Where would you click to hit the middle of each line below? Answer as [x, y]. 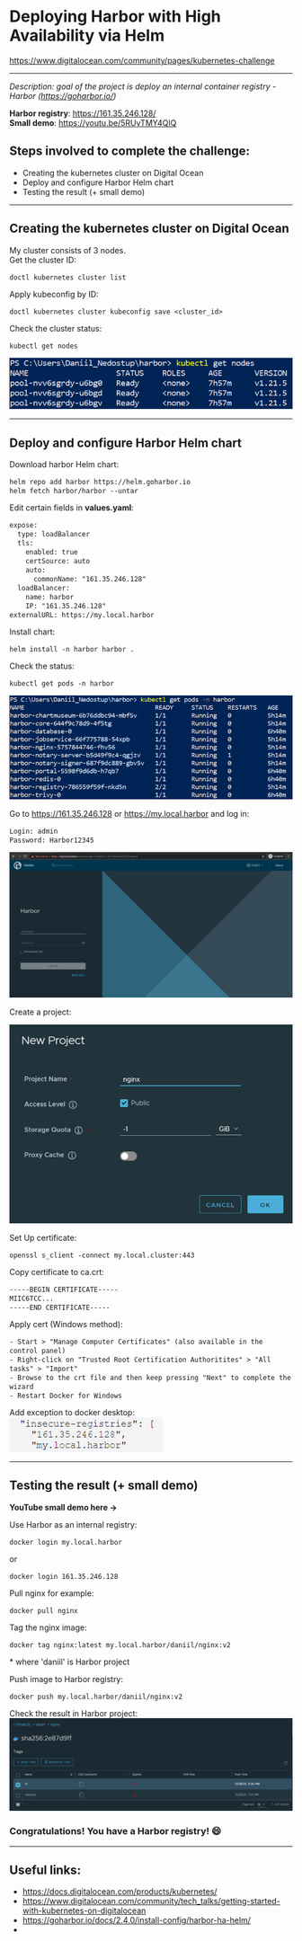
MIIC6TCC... [31, 1299]
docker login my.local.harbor [66, 1542]
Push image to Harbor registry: [67, 1679]
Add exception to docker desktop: [72, 1413]
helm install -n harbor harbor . [72, 650]
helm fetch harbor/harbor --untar [74, 492]
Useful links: [45, 1870]
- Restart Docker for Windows [66, 1396]
